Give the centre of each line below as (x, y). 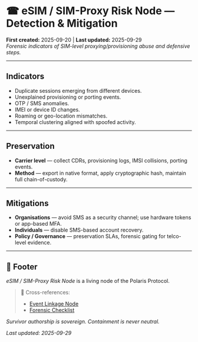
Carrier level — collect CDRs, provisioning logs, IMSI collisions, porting (101, 160)
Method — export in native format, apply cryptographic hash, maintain (100, 173)
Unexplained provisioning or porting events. (68, 97)
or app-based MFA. (38, 224)
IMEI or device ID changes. (47, 109)
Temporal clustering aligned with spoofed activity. (75, 122)
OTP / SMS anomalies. (42, 103)
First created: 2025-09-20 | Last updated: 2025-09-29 (74, 40)
